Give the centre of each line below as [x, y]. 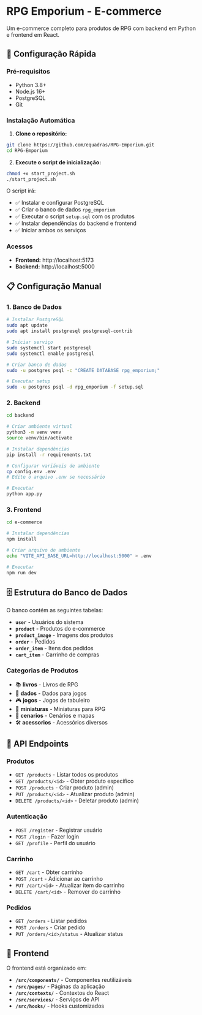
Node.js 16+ [30, 91]
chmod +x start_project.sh [41, 173]
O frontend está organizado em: [47, 968]
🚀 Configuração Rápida [51, 54]
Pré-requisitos [28, 72]
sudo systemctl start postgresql [49, 348]
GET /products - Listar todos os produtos [66, 775]
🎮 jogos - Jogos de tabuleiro [53, 700]
